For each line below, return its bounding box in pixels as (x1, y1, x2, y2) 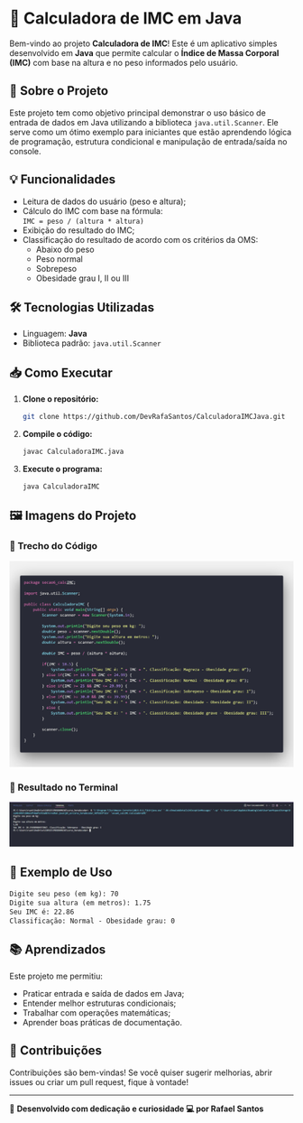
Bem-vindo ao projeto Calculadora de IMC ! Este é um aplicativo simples (9, 38, 278, 49)
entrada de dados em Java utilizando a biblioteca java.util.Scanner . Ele (9, 116, 280, 127)
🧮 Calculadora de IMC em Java (9, 8, 243, 29)
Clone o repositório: (22, 394, 99, 404)
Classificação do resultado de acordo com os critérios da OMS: (22, 234, 259, 245)
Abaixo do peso (35, 244, 95, 255)
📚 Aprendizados (9, 942, 106, 958)
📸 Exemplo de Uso (9, 864, 113, 879)
